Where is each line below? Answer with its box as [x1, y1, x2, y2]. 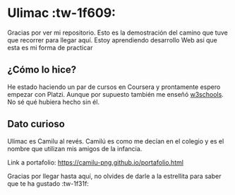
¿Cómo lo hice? [7, 64, 77, 76]
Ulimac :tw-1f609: [7, 5, 116, 21]
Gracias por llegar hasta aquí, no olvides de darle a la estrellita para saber [7, 172, 222, 180]
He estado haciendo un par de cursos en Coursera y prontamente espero [7, 83, 221, 91]
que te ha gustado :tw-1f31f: [7, 179, 90, 188]
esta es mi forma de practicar [7, 43, 93, 52]
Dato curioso [7, 118, 65, 130]
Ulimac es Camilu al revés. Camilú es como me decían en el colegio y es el [7, 136, 224, 146]
